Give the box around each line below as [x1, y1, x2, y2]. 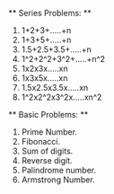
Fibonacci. [21, 137, 60, 146]
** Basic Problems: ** [8, 110, 89, 119]
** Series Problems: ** [8, 8, 92, 18]
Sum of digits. [21, 145, 74, 156]
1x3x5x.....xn [21, 73, 68, 84]
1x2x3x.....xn [21, 63, 68, 74]
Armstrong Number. [21, 174, 95, 185]
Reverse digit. [21, 155, 73, 165]
